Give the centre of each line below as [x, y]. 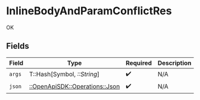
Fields [18, 46]
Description [174, 62]
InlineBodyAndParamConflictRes [89, 11]
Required [139, 62]
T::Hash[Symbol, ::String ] [64, 74]
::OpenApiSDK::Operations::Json [74, 86]
